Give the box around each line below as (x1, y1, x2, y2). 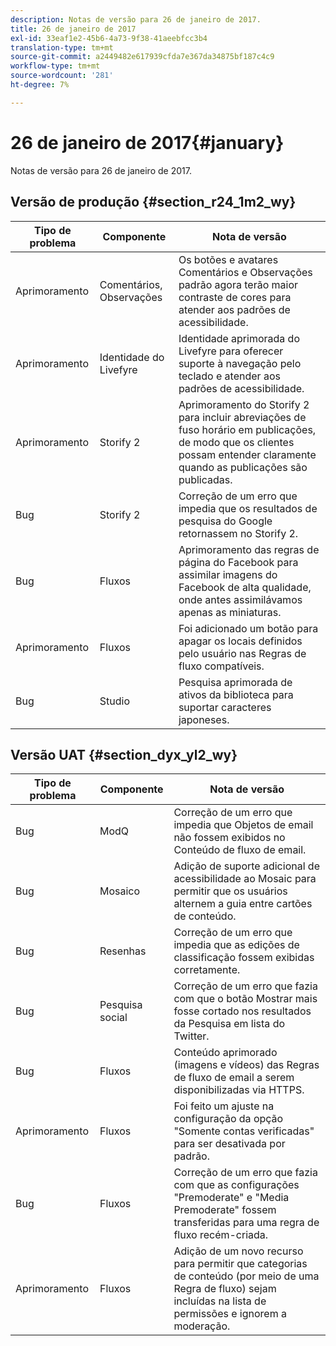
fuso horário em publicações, (178, 422, 317, 436)
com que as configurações (173, 1178, 300, 1192)
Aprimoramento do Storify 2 (178, 397, 310, 411)
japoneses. (178, 712, 230, 726)
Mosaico (99, 884, 141, 898)
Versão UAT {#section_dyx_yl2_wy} (10, 746, 238, 763)
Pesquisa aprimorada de (178, 675, 293, 689)
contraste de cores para (178, 290, 292, 304)
